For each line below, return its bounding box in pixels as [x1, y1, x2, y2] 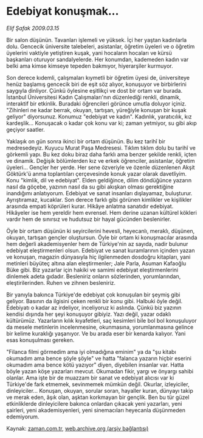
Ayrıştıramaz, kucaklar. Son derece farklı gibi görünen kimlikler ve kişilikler [6, 196, 192, 203]
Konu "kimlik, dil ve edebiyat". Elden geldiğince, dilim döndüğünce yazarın [6, 176, 192, 184]
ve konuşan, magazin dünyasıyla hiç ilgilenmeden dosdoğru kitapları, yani [6, 253, 191, 260]
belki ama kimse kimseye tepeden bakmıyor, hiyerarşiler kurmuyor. [6, 62, 173, 70]
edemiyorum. [6, 413, 40, 420]
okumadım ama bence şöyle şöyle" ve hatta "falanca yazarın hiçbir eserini [6, 354, 191, 362]
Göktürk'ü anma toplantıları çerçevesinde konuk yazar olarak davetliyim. [6, 170, 187, 178]
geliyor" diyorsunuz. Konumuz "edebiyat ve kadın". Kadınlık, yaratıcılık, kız [6, 113, 192, 120]
